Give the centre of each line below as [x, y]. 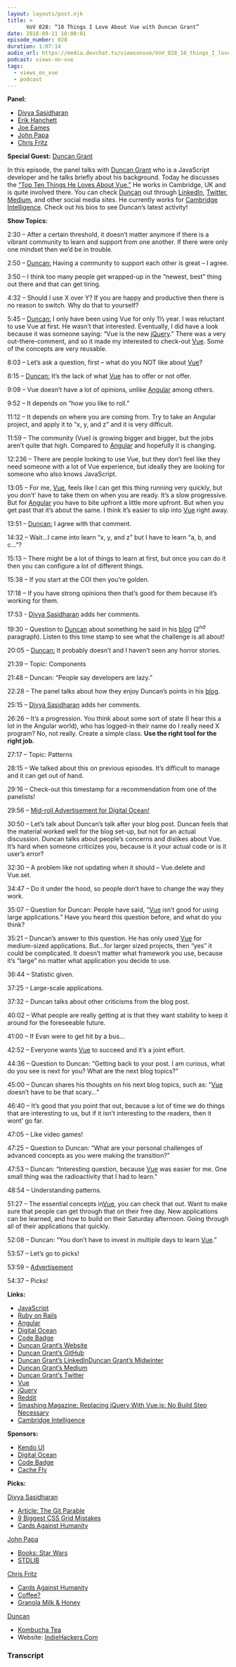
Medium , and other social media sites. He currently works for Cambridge [112, 200]
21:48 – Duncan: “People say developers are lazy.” [80, 678]
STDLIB [28, 1560]
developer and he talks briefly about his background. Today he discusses [113, 177]
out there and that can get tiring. [54, 284]
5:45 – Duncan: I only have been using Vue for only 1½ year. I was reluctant [116, 319]
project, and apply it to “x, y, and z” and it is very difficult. [90, 424]
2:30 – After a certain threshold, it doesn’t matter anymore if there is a [108, 235]
